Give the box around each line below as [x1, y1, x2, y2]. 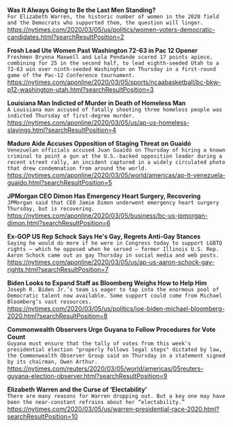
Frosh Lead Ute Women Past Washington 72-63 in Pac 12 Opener [7, 47, 198, 54]
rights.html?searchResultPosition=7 [7, 266, 109, 273]
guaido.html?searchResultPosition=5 [7, 179, 113, 186]
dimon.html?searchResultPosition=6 [7, 219, 111, 227]
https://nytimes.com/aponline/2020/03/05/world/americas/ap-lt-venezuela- [7, 171, 226, 179]
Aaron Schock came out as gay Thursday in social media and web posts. [7, 252, 219, 259]
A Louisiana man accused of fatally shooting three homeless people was [7, 106, 223, 113]
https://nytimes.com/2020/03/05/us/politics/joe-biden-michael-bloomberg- [7, 305, 225, 312]
